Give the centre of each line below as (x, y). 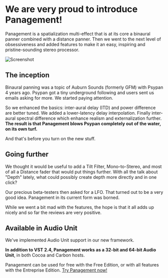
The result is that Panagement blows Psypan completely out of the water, (83, 123)
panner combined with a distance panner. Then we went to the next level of (83, 39)
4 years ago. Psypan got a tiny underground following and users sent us (80, 92)
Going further (27, 155)
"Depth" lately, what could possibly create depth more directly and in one (81, 177)
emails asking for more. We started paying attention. (59, 98)
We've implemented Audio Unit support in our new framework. (70, 240)
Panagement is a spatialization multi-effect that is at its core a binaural (78, 34)
